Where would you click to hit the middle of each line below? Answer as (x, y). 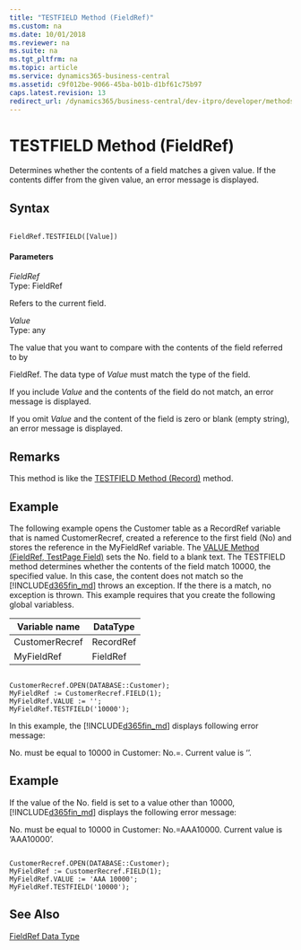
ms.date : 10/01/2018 (48, 34)
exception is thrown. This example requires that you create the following (142, 594)
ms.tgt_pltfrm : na (43, 59)
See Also (34, 915)
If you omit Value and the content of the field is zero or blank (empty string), (150, 419)
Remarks (35, 457)
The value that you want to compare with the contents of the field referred (146, 347)
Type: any (28, 330)
